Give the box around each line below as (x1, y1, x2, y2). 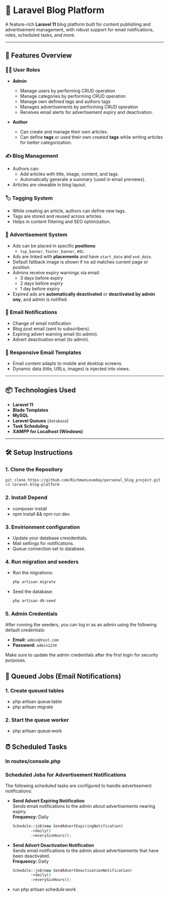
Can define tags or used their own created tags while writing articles (20, 134, 163, 140)
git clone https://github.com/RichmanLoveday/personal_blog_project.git (5, 477, 161, 483)
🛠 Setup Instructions (5, 448, 73, 457)
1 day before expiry (20, 285, 60, 291)
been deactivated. (12, 853, 50, 859)
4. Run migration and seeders (5, 558, 79, 565)
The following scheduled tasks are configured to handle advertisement (5, 783, 152, 789)
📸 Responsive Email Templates (5, 349, 81, 356)
